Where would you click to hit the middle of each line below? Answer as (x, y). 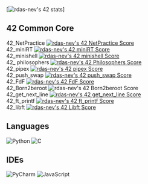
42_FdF (16, 81)
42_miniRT (20, 49)
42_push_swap (25, 75)
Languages (28, 126)
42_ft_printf (21, 100)
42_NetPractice (26, 43)
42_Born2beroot (27, 88)
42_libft (16, 107)
